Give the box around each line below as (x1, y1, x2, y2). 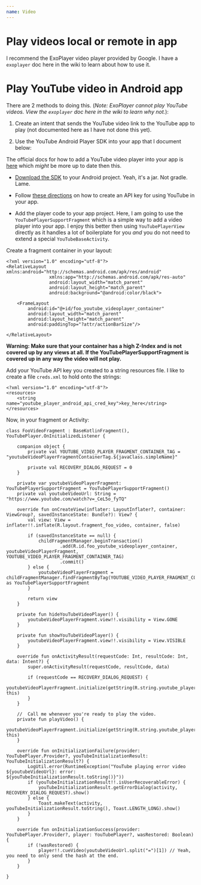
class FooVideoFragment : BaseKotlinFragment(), (6, 428, 130, 434)
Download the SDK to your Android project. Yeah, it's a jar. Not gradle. (14, 173, 188, 180)
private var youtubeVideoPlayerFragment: (17, 480, 121, 486)
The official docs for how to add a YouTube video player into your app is (6, 155, 184, 162)
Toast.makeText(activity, (38, 800, 103, 806)
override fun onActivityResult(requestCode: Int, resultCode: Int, (17, 653, 188, 660)
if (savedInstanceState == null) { (28, 532, 117, 538)
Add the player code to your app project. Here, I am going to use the (14, 209, 184, 216)
